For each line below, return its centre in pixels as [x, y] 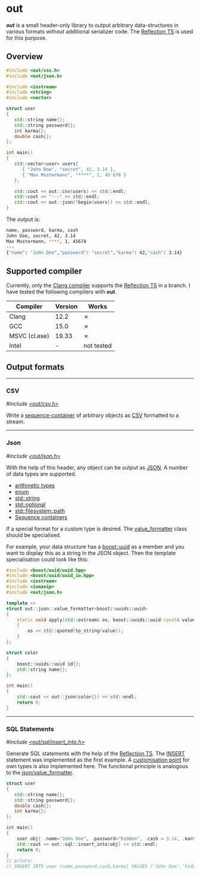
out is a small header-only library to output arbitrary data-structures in [92, 25]
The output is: [23, 219]
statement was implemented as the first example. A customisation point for [98, 760]
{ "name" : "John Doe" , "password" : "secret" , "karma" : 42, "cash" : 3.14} [94, 253]
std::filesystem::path [40, 511]
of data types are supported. [41, 474]
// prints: [20, 861]
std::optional [30, 504]
